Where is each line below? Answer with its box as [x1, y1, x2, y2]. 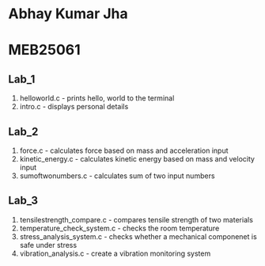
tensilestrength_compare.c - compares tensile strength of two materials [19, 215, 253, 224]
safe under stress [19, 240, 78, 249]
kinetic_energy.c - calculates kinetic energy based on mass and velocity [19, 154, 256, 163]
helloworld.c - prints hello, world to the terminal [19, 93, 175, 103]
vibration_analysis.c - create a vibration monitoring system [19, 249, 211, 258]
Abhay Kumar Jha [8, 5, 128, 23]
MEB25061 [8, 41, 81, 59]
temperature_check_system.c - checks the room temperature [19, 223, 220, 233]
